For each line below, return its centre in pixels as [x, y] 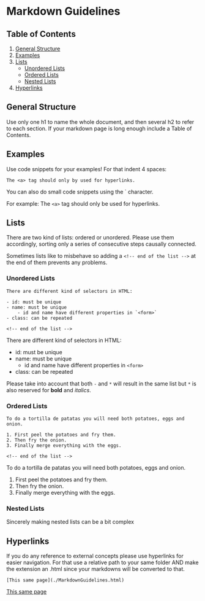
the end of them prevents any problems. [57, 263]
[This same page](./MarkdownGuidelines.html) [65, 580]
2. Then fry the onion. [37, 440]
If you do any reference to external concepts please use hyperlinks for [95, 556]
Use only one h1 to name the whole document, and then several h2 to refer [100, 122]
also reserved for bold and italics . [49, 390]
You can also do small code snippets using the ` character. [80, 192]
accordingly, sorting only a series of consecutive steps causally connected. [102, 244]
